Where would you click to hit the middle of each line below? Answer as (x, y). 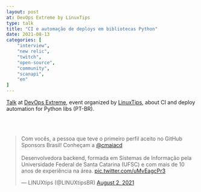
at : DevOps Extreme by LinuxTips (48, 18)
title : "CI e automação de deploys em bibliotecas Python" (82, 29)
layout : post (23, 12)
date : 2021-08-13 (28, 35)
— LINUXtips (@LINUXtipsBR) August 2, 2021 (78, 183)
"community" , (33, 68)
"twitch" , (30, 57)
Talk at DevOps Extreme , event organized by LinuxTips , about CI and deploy (101, 102)
